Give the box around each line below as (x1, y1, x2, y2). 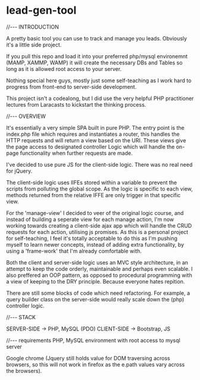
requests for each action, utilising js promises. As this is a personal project (6, 228, 189, 235)
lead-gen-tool (6, 4, 77, 17)
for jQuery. (6, 167, 33, 175)
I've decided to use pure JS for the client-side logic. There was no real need (6, 161, 193, 168)
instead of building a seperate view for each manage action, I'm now (6, 216, 174, 223)
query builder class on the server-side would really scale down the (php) (6, 295, 185, 303)
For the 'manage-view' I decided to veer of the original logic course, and (6, 209, 184, 216)
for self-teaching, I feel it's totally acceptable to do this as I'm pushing (6, 235, 177, 242)
